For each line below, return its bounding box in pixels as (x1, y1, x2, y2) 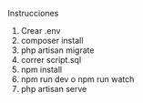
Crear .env (20, 26, 61, 36)
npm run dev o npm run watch (20, 74, 135, 85)
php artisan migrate (20, 45, 95, 56)
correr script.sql (20, 55, 82, 65)
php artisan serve (20, 84, 87, 94)
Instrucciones (7, 8, 59, 18)
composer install (20, 36, 84, 46)
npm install (20, 64, 63, 75)
